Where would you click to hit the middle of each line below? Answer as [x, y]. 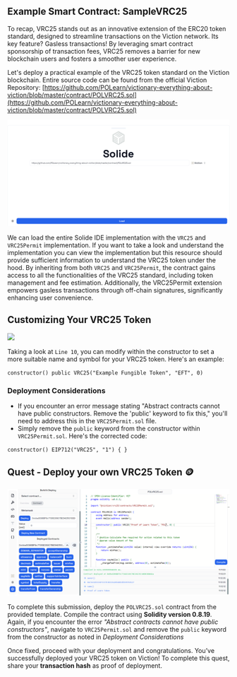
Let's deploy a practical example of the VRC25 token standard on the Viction [119, 72]
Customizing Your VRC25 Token [79, 320]
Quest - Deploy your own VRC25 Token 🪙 [101, 472]
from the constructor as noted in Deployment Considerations [96, 637]
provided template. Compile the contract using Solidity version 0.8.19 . [110, 615]
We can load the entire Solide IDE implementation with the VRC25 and [107, 237]
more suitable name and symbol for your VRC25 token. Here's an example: [116, 359]
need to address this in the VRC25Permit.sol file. [87, 421]
